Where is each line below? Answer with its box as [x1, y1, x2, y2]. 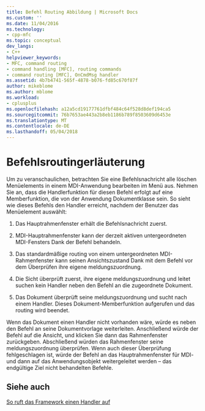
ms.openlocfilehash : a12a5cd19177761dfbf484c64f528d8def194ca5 [6, 106, 171, 112]
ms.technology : [6, 26, 45, 33]
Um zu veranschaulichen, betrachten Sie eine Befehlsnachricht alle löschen [6, 175, 197, 183]
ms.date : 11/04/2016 [6, 20, 59, 26]
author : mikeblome [6, 83, 53, 90]
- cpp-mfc [6, 32, 32, 38]
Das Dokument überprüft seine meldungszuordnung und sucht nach [15, 293, 188, 301]
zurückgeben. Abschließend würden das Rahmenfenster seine [6, 338, 164, 345]
